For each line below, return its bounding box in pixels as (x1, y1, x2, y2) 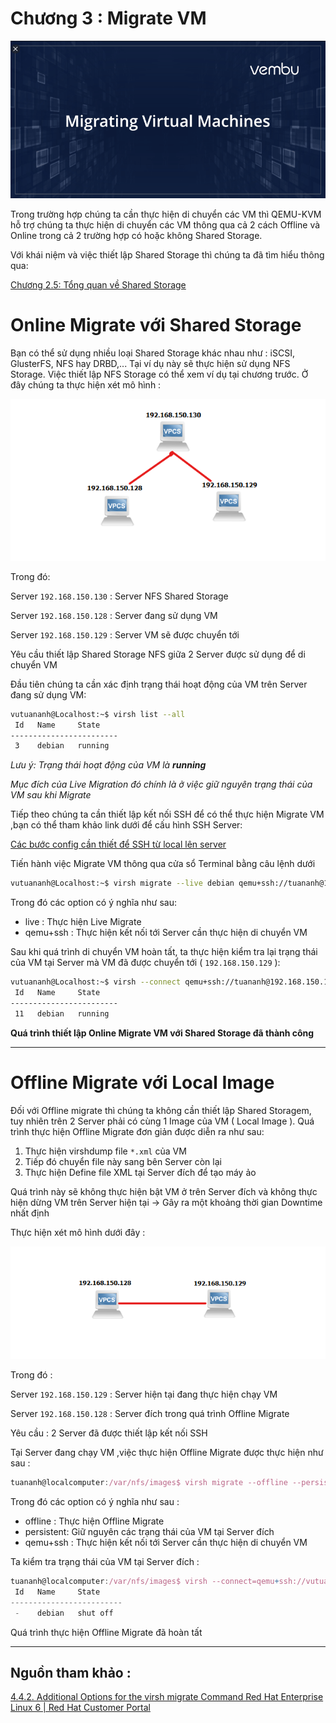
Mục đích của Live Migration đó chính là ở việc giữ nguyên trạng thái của (10, 778, 313, 791)
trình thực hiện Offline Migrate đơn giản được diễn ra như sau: (10, 1125, 265, 1137)
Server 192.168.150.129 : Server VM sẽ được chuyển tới (10, 628, 240, 641)
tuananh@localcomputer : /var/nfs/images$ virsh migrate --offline (10, 1478, 288, 1488)
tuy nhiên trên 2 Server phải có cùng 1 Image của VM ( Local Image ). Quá (10, 1115, 315, 1127)
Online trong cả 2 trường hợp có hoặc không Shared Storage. (10, 229, 263, 241)
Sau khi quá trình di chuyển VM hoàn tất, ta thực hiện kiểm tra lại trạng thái (10, 946, 318, 958)
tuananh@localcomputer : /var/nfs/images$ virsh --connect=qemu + (10, 1577, 280, 1587)
